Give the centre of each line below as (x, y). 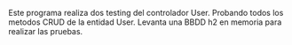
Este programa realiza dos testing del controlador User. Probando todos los (146, 13)
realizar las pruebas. (46, 31)
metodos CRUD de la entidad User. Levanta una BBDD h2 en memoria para (145, 22)
